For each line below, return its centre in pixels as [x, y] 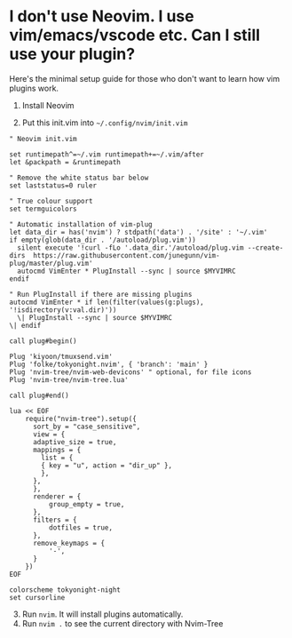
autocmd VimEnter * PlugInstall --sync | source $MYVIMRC [127, 271]
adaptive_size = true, [75, 442]
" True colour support [51, 201]
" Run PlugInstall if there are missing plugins [101, 294]
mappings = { [57, 450]
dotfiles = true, [81, 527]
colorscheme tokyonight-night [65, 590]
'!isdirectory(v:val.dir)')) [63, 310]
